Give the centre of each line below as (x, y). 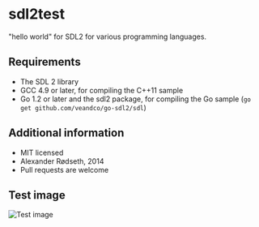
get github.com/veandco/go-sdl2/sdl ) (83, 107)
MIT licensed (42, 152)
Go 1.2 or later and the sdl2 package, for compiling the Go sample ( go (136, 99)
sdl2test (37, 14)
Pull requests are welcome (64, 169)
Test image (37, 195)
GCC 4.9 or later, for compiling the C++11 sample (102, 90)
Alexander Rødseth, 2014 (62, 161)
